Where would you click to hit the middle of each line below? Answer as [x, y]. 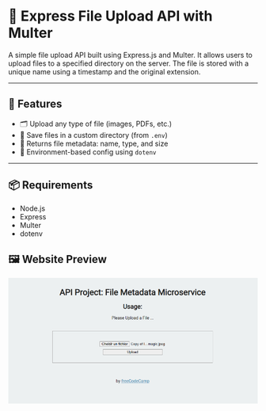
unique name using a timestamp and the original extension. [104, 71]
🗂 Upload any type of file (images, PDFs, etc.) [96, 124]
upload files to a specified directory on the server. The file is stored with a [129, 63]
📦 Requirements [51, 185]
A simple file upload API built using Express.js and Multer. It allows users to [131, 55]
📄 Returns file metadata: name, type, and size [94, 143]
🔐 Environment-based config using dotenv [88, 152]
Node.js [32, 208]
